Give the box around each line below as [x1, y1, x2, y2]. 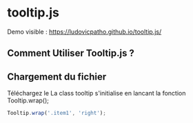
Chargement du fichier [7, 71, 107, 82]
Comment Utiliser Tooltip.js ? [7, 47, 134, 59]
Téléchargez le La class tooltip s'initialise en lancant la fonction [7, 89, 186, 98]
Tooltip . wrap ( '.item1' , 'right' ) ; [7, 110, 107, 117]
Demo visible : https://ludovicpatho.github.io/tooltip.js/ [7, 27, 162, 36]
